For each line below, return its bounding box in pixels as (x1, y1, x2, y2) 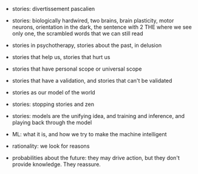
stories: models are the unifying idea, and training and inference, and (12, 113, 185, 119)
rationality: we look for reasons (12, 142, 90, 150)
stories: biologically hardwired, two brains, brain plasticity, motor (12, 17, 174, 24)
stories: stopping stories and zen (12, 100, 95, 108)
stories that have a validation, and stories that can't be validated (12, 77, 172, 84)
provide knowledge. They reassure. (12, 161, 101, 168)
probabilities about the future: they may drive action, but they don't (12, 155, 180, 161)
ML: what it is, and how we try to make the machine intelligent (12, 131, 167, 137)
